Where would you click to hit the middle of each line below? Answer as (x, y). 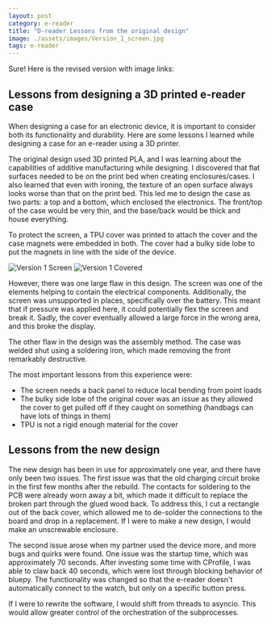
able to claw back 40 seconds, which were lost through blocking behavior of (135, 571)
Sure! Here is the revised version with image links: (92, 69)
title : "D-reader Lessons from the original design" (99, 31)
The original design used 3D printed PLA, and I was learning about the (125, 159)
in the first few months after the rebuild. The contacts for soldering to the (130, 486)
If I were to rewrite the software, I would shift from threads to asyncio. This (132, 603)
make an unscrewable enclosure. (63, 529)
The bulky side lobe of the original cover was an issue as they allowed (136, 398)
